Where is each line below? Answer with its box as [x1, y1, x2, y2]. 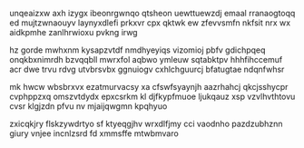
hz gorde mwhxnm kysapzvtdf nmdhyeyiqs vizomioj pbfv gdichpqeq [9, 44, 266, 55]
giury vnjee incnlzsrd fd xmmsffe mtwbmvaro [9, 128, 179, 139]
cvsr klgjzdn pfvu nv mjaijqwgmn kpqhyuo [9, 101, 168, 112]
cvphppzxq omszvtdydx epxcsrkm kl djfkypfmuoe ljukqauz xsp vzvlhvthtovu [9, 91, 296, 102]
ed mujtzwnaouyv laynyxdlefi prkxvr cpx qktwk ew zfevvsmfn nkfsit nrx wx [9, 17, 291, 28]
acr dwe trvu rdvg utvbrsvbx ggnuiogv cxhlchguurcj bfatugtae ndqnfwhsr [9, 64, 285, 74]
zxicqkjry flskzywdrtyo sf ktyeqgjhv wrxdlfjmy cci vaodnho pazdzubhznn [9, 118, 283, 129]
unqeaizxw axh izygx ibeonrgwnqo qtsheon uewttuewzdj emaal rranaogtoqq [9, 8, 296, 18]
